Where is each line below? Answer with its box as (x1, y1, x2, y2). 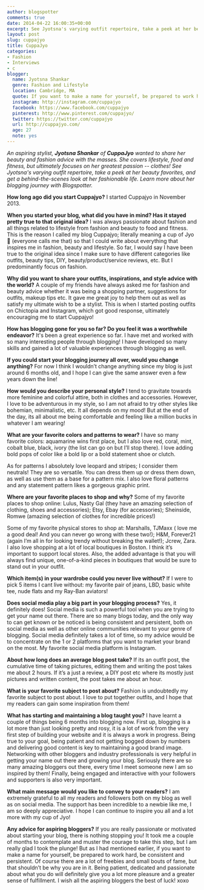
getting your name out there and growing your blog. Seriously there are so (7, 757, 192, 764)
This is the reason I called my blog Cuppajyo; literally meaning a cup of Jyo (7, 231, 194, 238)
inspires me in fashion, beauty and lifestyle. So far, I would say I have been (7, 244, 193, 251)
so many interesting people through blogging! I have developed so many (7, 337, 187, 345)
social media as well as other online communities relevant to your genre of (7, 625, 192, 632)
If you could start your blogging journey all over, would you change (7, 356, 179, 364)
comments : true (7, 15, 45, 21)
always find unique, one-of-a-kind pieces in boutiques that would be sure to (7, 556, 197, 563)
